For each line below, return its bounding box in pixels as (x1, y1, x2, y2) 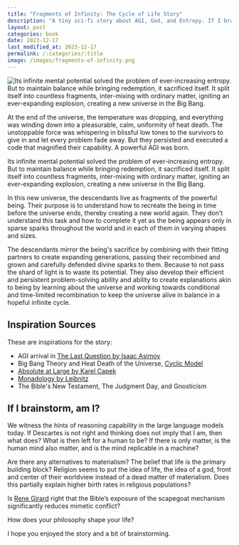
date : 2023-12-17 (7, 37, 59, 44)
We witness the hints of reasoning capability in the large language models (7, 421, 224, 430)
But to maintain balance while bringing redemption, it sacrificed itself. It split (7, 165, 230, 173)
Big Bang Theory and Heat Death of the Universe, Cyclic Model (17, 359, 203, 368)
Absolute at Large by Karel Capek (17, 366, 117, 375)
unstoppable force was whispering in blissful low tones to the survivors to (7, 128, 224, 136)
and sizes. (7, 231, 38, 239)
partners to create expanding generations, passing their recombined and (7, 252, 221, 261)
